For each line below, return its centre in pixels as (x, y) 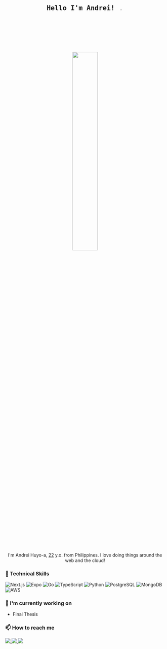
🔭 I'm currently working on (38, 603)
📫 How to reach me (30, 628)
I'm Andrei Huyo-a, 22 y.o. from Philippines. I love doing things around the (85, 555)
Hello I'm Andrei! (80, 8)
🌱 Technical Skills (27, 573)
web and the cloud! (85, 560)
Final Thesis (25, 614)
